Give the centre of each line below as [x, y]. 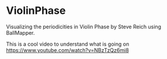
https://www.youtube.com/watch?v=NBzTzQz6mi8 [67, 50]
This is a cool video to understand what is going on [68, 44]
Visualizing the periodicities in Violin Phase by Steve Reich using [84, 27]
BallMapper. [21, 32]
